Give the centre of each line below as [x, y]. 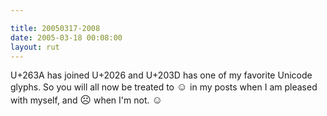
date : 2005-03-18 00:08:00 [66, 37]
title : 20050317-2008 [55, 28]
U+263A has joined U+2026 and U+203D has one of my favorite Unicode [161, 75]
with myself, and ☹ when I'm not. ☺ [86, 100]
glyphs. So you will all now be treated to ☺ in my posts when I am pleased [164, 87]
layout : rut [35, 47]
